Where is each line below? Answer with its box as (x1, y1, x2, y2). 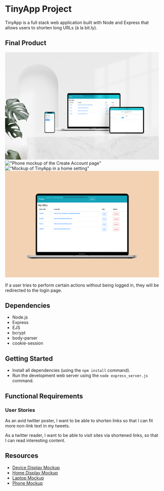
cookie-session (12, 340, 43, 346)
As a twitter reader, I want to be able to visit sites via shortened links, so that (5, 432, 159, 438)
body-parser (12, 335, 38, 341)
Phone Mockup (12, 480, 43, 486)
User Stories (5, 407, 36, 413)
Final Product (5, 39, 46, 47)
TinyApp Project (5, 3, 72, 15)
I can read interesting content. (5, 437, 66, 443)
